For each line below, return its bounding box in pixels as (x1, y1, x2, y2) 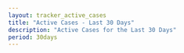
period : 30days (8, 33, 58, 41)
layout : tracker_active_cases (8, 11, 107, 19)
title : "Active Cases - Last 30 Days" (8, 19, 135, 26)
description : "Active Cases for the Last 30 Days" (8, 26, 177, 34)
